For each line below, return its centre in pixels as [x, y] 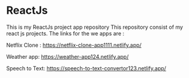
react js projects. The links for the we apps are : [65, 33]
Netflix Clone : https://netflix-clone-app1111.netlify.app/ [74, 45]
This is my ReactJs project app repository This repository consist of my [95, 27]
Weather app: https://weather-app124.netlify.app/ [67, 56]
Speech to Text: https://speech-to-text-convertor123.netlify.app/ [86, 68]
